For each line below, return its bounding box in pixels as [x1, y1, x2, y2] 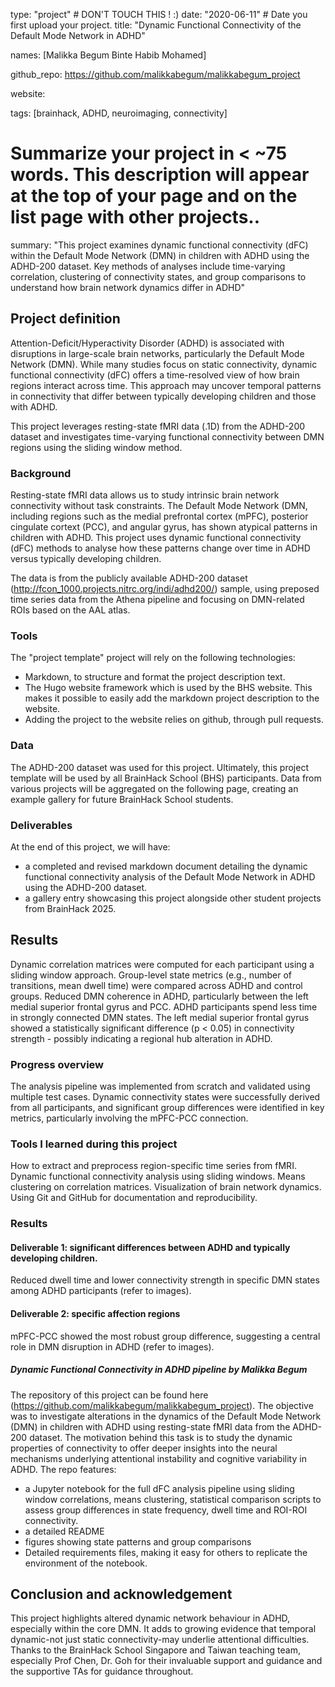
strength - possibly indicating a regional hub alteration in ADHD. [10, 1032, 273, 1044]
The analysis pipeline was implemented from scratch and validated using [10, 1080, 311, 1093]
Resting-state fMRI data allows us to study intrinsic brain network [10, 489, 280, 501]
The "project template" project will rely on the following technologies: [10, 652, 296, 664]
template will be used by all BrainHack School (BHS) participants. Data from [10, 772, 322, 784]
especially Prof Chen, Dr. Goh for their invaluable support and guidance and [10, 1655, 323, 1667]
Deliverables [10, 818, 73, 832]
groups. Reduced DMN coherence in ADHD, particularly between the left [10, 990, 309, 1002]
